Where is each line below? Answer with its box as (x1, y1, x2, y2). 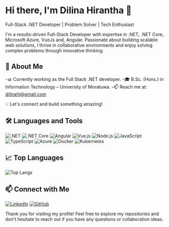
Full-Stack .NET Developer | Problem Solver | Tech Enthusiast (5, 21, 134, 27)
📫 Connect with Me (5, 185, 70, 193)
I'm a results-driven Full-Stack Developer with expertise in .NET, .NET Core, (5, 31, 164, 37)
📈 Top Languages (5, 153, 64, 162)
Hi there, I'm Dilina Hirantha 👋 (5, 5, 132, 16)
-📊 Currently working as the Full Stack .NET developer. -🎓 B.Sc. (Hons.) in (5, 76, 164, 82)
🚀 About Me (5, 62, 43, 71)
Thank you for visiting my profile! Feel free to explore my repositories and (5, 211, 159, 217)
